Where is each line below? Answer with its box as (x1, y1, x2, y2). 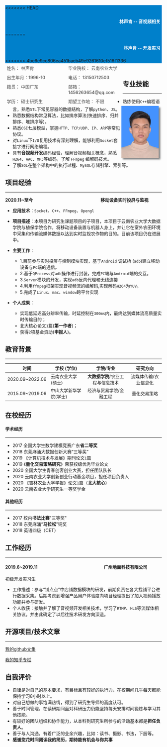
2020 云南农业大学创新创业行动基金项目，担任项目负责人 (12, 474, 129, 480)
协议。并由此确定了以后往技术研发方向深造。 (16, 612, 108, 618)
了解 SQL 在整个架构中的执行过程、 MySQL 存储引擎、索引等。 (12, 162, 131, 168)
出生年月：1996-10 (6, 75, 46, 81)
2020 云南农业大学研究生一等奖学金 (12, 486, 86, 492)
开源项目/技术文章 (5, 627, 61, 636)
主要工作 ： (12, 247, 35, 253)
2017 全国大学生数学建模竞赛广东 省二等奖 (12, 442, 98, 448)
